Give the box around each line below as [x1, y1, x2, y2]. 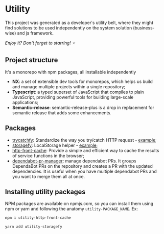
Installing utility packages [5, 187, 86, 196]
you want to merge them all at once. [12, 173, 85, 180]
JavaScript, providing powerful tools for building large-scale [12, 94, 134, 100]
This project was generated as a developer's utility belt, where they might [5, 20, 153, 26]
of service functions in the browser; [12, 153, 85, 158]
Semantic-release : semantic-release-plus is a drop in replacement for [12, 104, 155, 110]
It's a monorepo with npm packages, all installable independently [5, 69, 136, 75]
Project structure [5, 56, 58, 64]
